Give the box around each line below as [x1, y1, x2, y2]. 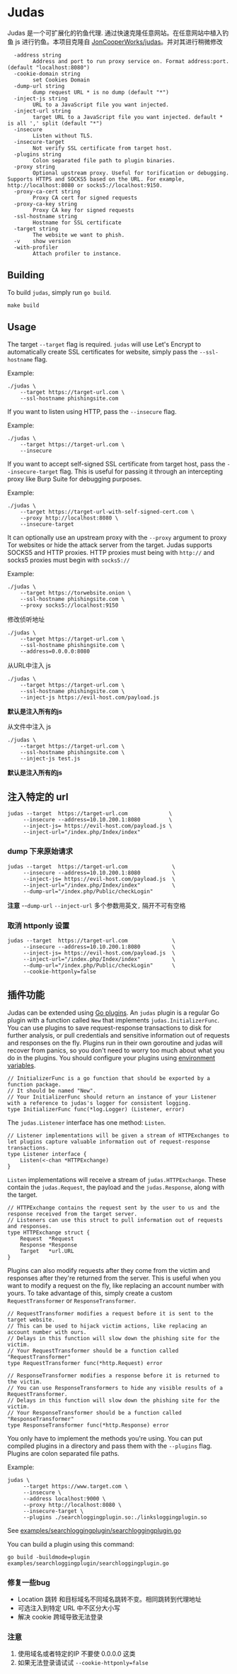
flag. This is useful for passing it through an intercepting [59, 467, 223, 476]
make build [7, 302, 40, 309]
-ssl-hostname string [13, 213, 78, 220]
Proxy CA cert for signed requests [33, 194, 138, 201]
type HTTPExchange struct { [7, 1229, 91, 1236]
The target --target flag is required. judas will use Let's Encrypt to [7, 339, 202, 348]
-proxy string [13, 163, 55, 170]
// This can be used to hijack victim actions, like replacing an [7, 1322, 207, 1330]
